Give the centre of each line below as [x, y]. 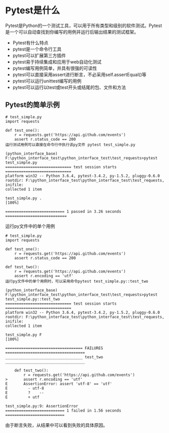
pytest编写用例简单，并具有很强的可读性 [55, 68]
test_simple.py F [24, 335]
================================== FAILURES [54, 348]
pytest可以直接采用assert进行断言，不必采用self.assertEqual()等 [79, 74]
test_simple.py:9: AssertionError [42, 406]
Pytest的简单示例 [32, 105]
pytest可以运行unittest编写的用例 [47, 81]
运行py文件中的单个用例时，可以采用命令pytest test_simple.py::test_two [77, 281]
